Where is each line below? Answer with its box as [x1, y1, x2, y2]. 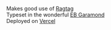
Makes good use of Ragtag [6, 5, 74, 12]
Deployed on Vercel [6, 18, 56, 24]
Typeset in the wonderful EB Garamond [6, 11, 105, 18]
